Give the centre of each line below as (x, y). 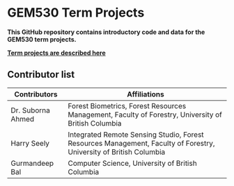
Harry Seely (30, 143)
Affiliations (146, 94)
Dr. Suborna (30, 110)
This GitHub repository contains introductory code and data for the (106, 32)
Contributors (36, 94)
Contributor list (41, 75)
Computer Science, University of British (132, 163)
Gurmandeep (32, 163)
